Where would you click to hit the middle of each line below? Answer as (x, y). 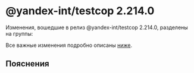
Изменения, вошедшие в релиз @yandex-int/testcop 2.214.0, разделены (97, 27)
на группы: (19, 33)
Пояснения (27, 64)
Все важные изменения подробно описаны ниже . (69, 45)
